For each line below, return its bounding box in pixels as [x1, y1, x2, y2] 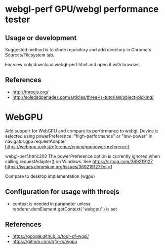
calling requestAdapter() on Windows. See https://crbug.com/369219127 [5, 158, 153, 164]
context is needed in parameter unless [12, 201, 91, 207]
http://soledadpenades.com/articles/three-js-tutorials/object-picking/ [12, 94, 154, 100]
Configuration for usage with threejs [5, 188, 120, 196]
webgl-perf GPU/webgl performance [5, 3, 159, 15]
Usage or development [5, 34, 77, 42]
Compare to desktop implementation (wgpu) [5, 173, 95, 179]
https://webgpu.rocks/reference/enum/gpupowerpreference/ [5, 143, 129, 149]
